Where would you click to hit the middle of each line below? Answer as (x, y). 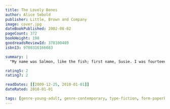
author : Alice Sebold (28, 15)
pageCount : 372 (21, 33)
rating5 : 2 (17, 71)
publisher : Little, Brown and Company (46, 19)
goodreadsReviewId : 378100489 (37, 43)
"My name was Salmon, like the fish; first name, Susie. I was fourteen (88, 61)
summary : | (17, 57)
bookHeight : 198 (22, 39)
